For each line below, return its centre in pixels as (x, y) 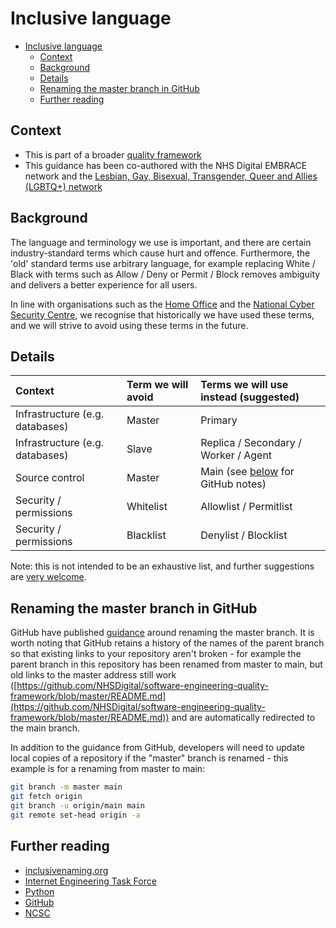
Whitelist (147, 507)
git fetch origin (46, 797)
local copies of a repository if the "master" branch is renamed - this (149, 758)
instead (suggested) (250, 397)
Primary (219, 420)
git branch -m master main (66, 787)
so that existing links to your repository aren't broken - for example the (156, 654)
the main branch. (45, 728)
